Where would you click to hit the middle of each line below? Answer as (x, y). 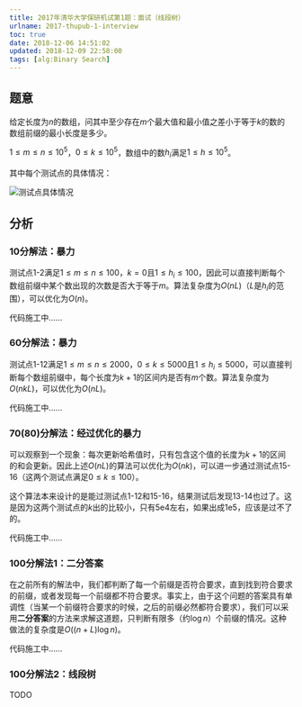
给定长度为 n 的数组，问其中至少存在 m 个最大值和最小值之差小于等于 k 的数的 (147, 122)
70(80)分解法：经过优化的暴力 (75, 433)
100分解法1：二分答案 (57, 563)
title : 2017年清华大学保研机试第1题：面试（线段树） (97, 18)
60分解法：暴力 (43, 343)
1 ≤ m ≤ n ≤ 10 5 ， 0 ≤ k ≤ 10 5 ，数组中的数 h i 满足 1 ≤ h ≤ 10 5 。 (123, 153)
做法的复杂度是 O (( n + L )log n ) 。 (67, 630)
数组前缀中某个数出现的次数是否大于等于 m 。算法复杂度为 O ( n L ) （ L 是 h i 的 (143, 286)
